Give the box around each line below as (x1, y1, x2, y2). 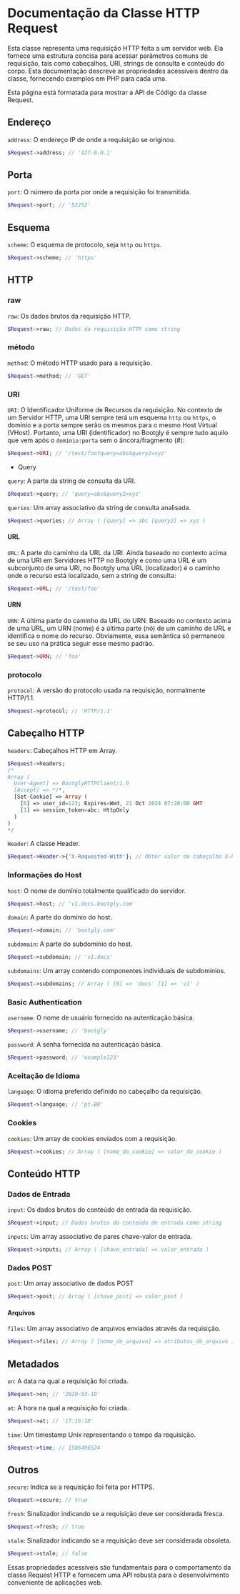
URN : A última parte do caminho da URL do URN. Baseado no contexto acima (7, 616, 231, 624)
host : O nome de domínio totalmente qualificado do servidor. (7, 886, 186, 895)
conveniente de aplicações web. (7, 1578, 103, 1587)
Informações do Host (7, 870, 82, 880)
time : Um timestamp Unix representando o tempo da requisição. (7, 1430, 196, 1439)
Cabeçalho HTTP (7, 727, 85, 739)
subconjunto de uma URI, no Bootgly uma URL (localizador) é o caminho (7, 563, 220, 572)
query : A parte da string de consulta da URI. (7, 477, 136, 485)
